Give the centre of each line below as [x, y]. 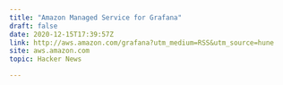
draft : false [34, 26]
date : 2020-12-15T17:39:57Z [62, 34]
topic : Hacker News [46, 59]
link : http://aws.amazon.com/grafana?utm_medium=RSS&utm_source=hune [142, 42]
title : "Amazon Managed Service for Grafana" [95, 17]
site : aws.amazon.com [50, 51]
